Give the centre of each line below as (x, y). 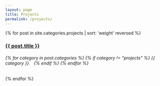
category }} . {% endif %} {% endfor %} (47, 63)
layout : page (19, 10)
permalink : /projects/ (29, 19)
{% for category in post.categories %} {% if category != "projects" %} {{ (80, 58)
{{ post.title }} (22, 46)
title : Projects (22, 14)
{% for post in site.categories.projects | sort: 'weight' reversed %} (73, 33)
